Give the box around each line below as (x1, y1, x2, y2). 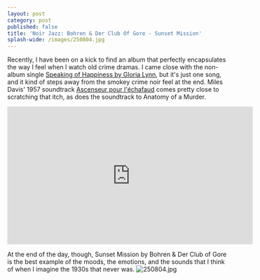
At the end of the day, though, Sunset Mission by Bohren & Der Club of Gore (7, 250, 227, 259)
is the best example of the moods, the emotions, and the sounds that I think (7, 258, 226, 266)
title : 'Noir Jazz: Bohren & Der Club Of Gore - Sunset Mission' (7, 29, 202, 37)
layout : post (7, 10, 46, 17)
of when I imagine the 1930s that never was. (7, 265, 135, 274)
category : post (7, 17, 52, 24)
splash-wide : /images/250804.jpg (7, 36, 105, 43)
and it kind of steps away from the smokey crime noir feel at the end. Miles (7, 78, 223, 86)
